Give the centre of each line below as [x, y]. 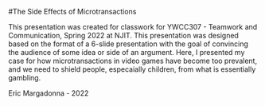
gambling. [25, 78]
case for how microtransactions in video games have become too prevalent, [132, 61]
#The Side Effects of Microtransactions [72, 12]
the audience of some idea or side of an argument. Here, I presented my [127, 52]
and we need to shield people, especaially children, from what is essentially [132, 69]
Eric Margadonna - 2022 [49, 93]
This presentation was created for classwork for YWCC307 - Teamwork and [133, 27]
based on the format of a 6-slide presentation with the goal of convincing [129, 44]
